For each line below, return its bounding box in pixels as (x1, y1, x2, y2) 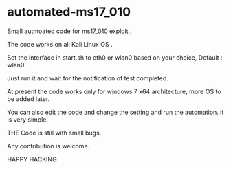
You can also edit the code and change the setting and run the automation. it (7, 108, 224, 116)
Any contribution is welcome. (7, 142, 90, 150)
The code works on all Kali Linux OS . (7, 40, 113, 48)
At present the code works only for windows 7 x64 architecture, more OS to (7, 87, 221, 95)
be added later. (7, 94, 50, 103)
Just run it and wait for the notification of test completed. (7, 74, 168, 82)
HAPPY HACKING (7, 155, 57, 164)
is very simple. (7, 115, 48, 124)
